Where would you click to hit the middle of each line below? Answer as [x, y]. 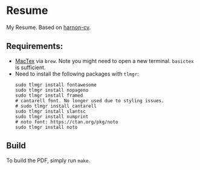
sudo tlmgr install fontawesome [56, 85]
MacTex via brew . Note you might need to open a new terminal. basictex [105, 60]
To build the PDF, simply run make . [48, 160]
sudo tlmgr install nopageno [52, 90]
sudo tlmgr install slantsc [50, 111]
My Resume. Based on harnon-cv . [49, 27]
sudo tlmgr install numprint [52, 116]
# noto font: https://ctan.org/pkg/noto [66, 122]
